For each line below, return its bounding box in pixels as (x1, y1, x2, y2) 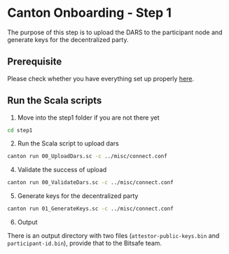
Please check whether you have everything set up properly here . (7, 74, 195, 83)
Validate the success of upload (17, 166, 107, 174)
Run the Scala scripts (7, 94, 102, 106)
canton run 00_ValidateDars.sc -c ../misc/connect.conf (7, 179, 174, 186)
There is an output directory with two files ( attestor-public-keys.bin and (7, 232, 220, 240)
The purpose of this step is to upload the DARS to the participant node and (7, 28, 223, 36)
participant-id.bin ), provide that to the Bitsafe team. (7, 239, 162, 248)
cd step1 (7, 127, 33, 134)
